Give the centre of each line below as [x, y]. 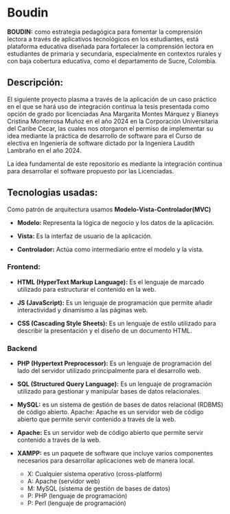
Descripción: [35, 83]
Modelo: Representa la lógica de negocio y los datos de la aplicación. [115, 222]
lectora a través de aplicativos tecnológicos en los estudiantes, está [103, 39]
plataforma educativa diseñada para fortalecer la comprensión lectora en [111, 46]
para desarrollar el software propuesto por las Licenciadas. [91, 171]
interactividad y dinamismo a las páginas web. [82, 310]
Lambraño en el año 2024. [44, 150]
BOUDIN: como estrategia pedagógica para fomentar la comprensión [105, 32]
